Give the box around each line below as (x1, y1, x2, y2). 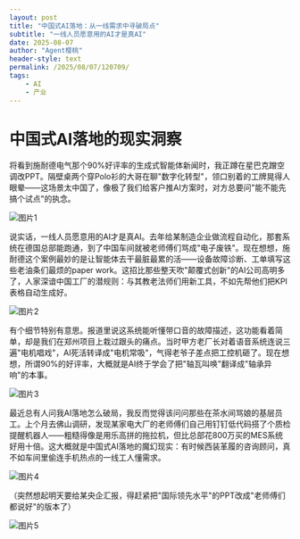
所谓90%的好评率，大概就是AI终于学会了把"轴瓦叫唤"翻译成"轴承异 (24, 359, 272, 369)
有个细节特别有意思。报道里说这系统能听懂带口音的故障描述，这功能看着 (9, 325, 275, 336)
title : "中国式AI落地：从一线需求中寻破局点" (9, 21, 161, 30)
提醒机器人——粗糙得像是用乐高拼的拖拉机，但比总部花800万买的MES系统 (9, 430, 284, 441)
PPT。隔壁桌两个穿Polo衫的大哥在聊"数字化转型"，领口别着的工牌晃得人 (24, 171, 291, 182)
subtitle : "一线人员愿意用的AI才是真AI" (9, 29, 147, 38)
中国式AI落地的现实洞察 (9, 129, 182, 149)
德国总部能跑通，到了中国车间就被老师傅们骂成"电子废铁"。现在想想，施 (24, 243, 291, 253)
